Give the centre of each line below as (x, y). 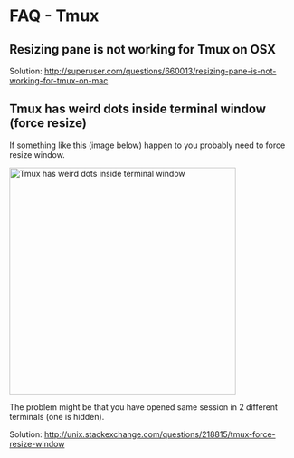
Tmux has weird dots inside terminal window (138, 109)
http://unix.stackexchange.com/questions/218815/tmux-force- (160, 434)
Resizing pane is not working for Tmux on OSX (142, 49)
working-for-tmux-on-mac (59, 81)
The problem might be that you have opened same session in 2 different (144, 407)
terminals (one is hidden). (57, 416)
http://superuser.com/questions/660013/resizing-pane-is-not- (160, 71)
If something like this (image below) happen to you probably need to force (147, 145)
